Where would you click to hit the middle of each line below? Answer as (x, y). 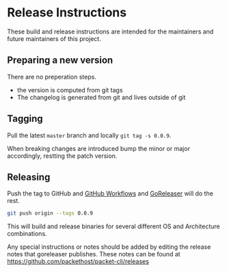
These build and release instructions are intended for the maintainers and (110, 31)
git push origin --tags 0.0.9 (50, 213)
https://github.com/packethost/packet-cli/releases (78, 262)
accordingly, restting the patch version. (62, 156)
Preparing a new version (60, 60)
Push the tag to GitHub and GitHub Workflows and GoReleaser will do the (110, 193)
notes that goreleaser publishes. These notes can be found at (94, 254)
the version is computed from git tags (70, 90)
